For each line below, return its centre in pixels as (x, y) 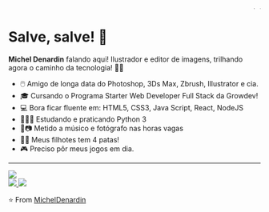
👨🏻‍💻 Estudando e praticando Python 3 (83, 119)
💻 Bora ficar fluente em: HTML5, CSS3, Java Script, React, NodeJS (132, 107)
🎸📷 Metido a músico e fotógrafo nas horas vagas (102, 128)
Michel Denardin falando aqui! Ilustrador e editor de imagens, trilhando (126, 59)
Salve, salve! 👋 (58, 37)
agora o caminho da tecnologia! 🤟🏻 (66, 67)
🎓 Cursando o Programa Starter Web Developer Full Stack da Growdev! (139, 95)
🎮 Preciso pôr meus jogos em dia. (77, 148)
